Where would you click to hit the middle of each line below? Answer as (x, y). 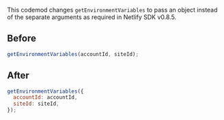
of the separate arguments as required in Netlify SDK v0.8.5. (92, 17)
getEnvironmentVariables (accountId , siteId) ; (73, 54)
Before (22, 39)
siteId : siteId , (36, 104)
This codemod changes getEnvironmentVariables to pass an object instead (112, 10)
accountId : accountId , (45, 97)
